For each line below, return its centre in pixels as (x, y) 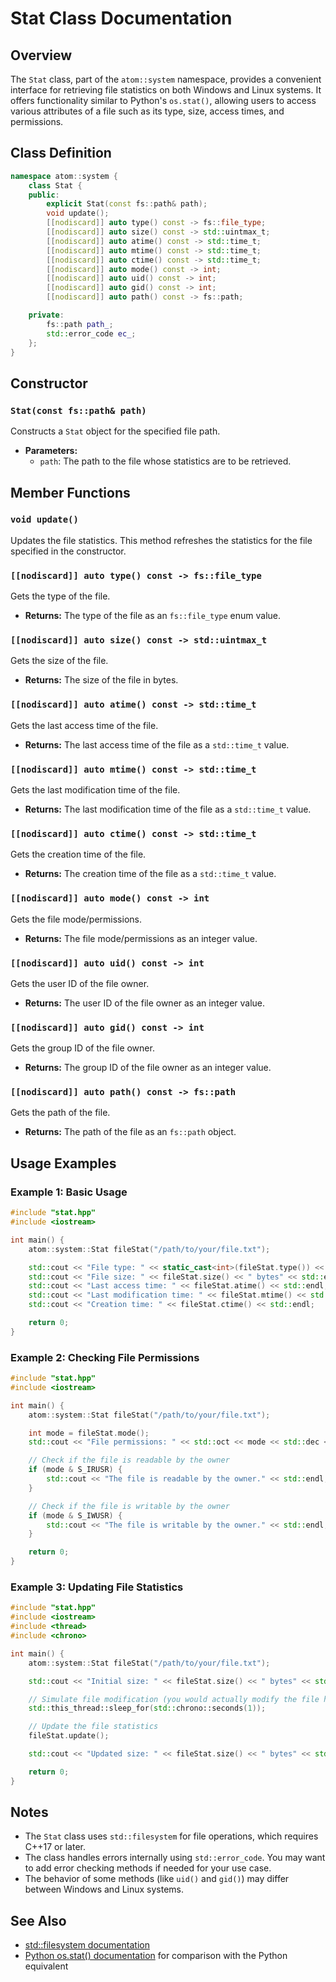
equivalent (46, 1966)
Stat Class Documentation (121, 18)
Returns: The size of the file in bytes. (101, 680)
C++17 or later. (55, 1847)
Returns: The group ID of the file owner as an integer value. (148, 1068)
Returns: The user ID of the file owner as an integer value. (145, 1003)
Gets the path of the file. (60, 1113)
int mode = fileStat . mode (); (89, 1433)
